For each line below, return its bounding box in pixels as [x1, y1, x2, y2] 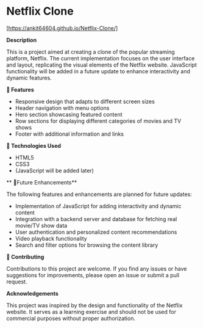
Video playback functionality [15, 235, 87, 242]
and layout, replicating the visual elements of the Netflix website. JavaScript [6, 61, 197, 68]
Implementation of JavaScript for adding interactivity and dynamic [15, 202, 182, 210]
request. [6, 278, 27, 285]
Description [6, 36, 37, 43]
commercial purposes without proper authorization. [6, 315, 136, 322]
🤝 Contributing [6, 253, 45, 260]
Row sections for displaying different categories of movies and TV [15, 117, 182, 125]
